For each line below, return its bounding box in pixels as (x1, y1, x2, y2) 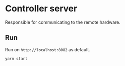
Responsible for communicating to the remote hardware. (5, 19, 121, 25)
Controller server (5, 3, 77, 14)
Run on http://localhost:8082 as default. (5, 46, 90, 52)
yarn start (5, 56, 28, 61)
